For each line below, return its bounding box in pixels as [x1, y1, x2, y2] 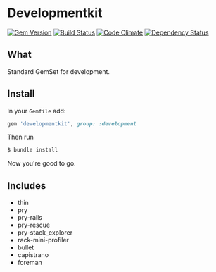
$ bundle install [7, 147, 58, 154]
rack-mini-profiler [17, 236, 69, 245]
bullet [17, 243, 34, 252]
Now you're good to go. [7, 159, 76, 168]
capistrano [17, 251, 49, 259]
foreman [17, 259, 42, 267]
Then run [7, 132, 34, 142]
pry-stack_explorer [17, 228, 72, 237]
